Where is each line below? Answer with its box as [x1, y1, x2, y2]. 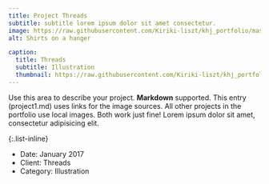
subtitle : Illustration [15, 63, 94, 72]
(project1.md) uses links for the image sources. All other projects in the [8, 101, 242, 110]
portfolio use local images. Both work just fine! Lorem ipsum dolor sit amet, [8, 110, 255, 119]
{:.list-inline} [8, 134, 49, 143]
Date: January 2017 [19, 149, 84, 158]
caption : [8, 49, 38, 57]
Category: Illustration [19, 166, 90, 176]
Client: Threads [19, 158, 71, 167]
